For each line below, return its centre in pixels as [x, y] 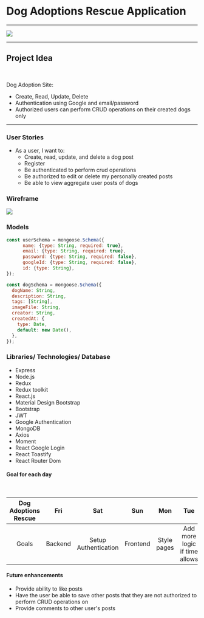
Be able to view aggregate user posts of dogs [81, 183]
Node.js [25, 377]
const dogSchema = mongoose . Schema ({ [54, 285]
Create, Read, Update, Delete [52, 96]
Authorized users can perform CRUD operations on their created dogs [103, 109]
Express [25, 370]
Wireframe [22, 198]
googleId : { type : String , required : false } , [80, 263]
